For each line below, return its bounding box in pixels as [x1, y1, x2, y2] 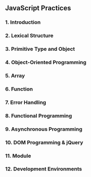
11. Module [5, 152, 31, 159]
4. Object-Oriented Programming [5, 59, 87, 66]
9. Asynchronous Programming [5, 125, 83, 132]
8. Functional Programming [5, 112, 72, 119]
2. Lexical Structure [5, 32, 54, 39]
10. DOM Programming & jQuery [5, 139, 84, 146]
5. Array [5, 72, 25, 79]
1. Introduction [5, 19, 41, 26]
